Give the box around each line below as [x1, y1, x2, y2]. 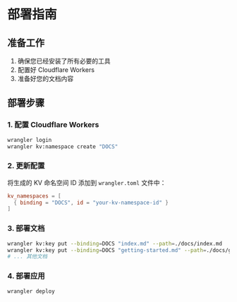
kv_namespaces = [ [7, 192, 61, 200]
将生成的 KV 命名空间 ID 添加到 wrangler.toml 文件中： [7, 178, 166, 187]
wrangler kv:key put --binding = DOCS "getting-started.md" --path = [7, 246, 207, 254]
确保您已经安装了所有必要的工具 [17, 57, 111, 65]
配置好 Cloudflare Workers [17, 66, 95, 74]
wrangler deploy [7, 287, 55, 295]
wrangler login [7, 136, 52, 143]
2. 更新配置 [7, 161, 45, 171]
